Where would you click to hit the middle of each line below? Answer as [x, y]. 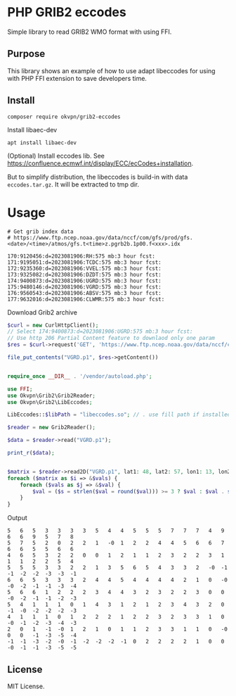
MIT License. [26, 686]
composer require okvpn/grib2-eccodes [64, 117]
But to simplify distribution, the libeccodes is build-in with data [98, 177]
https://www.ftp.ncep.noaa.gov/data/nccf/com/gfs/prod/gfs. [103, 238]
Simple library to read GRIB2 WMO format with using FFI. [90, 32]
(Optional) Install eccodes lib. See [56, 156]
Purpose [26, 54]
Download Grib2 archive [42, 312]
